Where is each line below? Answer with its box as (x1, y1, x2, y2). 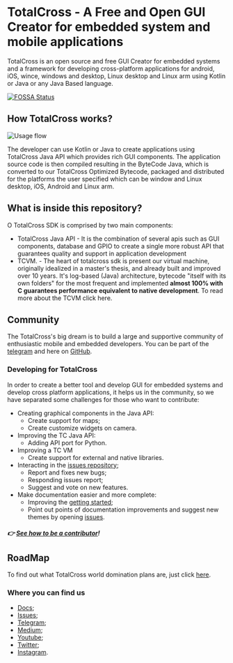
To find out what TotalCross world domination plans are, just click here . (7, 570, 211, 579)
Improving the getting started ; (27, 498, 113, 506)
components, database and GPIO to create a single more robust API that (17, 241, 225, 250)
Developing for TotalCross (7, 364, 98, 374)
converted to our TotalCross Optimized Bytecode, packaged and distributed (7, 167, 225, 175)
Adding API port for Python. (27, 438, 107, 447)
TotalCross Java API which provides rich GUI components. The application (7, 152, 221, 161)
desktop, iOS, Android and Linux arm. (7, 182, 115, 191)
